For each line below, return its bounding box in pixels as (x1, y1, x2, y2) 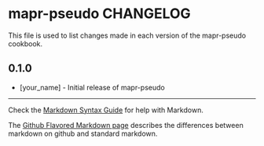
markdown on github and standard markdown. (8, 129, 158, 138)
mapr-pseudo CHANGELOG (8, 5, 191, 23)
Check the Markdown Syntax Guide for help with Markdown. (8, 105, 204, 115)
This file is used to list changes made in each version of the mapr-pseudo (8, 31, 246, 40)
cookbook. (8, 38, 43, 48)
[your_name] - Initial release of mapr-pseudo (19, 82, 165, 92)
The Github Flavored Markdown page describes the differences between (8, 120, 244, 130)
